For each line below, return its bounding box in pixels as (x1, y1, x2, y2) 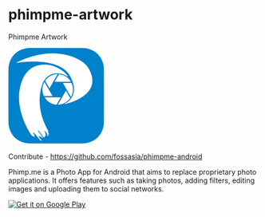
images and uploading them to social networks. (8, 183, 164, 193)
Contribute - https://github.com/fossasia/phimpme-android (8, 152, 203, 161)
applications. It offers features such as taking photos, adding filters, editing (8, 176, 255, 185)
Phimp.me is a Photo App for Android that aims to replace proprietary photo (8, 167, 257, 176)
